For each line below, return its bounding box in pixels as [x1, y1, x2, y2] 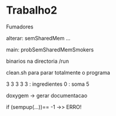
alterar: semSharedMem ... [6, 34, 71, 41]
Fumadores [6, 23, 34, 30]
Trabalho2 [6, 4, 58, 17]
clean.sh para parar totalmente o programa [6, 69, 111, 76]
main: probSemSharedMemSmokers [6, 46, 94, 53]
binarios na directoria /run [6, 57, 69, 65]
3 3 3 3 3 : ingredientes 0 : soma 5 [6, 80, 90, 88]
